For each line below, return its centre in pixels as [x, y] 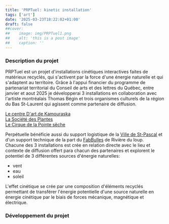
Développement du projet [37, 215]
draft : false [19, 24]
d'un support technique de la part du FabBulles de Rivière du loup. [75, 140]
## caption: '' [25, 43]
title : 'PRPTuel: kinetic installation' [49, 10]
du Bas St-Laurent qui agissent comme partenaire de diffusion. [71, 104]
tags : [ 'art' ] [20, 15]
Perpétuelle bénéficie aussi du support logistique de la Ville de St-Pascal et [84, 134]
